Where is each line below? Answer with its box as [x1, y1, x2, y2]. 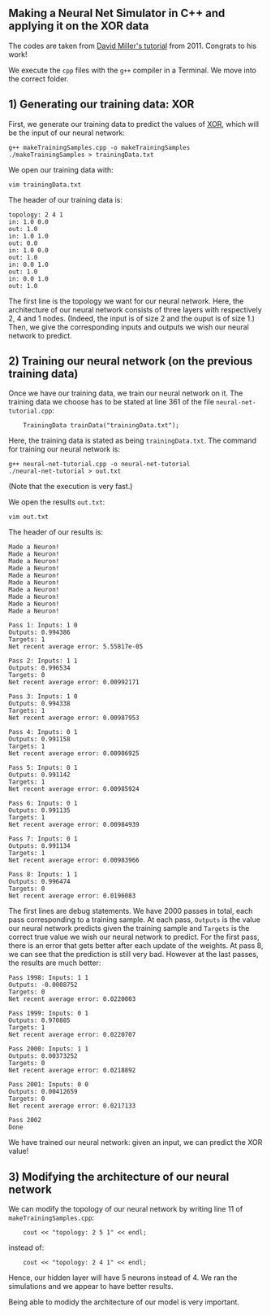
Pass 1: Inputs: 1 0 [8, 622, 79, 630]
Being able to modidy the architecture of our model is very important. [8, 1297, 239, 1307]
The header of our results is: [8, 527, 104, 537]
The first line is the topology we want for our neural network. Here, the [8, 296, 244, 306]
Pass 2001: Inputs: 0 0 [8, 1081, 89, 1089]
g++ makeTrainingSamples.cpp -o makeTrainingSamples [8, 143, 191, 151]
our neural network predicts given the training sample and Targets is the [8, 924, 250, 933]
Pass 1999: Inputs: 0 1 [8, 1009, 89, 1018]
